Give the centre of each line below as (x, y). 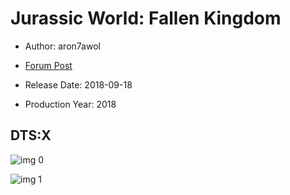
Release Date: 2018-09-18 (78, 84)
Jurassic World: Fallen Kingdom (146, 18)
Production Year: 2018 (70, 104)
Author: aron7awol (62, 46)
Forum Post (48, 65)
